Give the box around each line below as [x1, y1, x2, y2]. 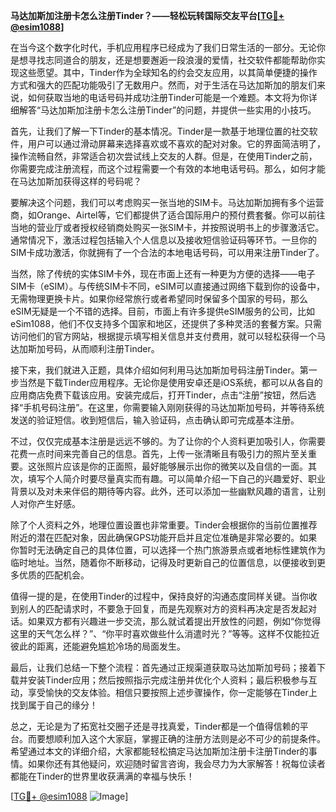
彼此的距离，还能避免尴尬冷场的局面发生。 [10, 640, 186, 652]
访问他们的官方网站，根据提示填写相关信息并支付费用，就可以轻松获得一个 [10, 330, 317, 342]
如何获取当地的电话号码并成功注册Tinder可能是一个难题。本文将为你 [27, 92, 309, 103]
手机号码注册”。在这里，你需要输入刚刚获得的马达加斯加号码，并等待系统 [23, 402, 325, 413]
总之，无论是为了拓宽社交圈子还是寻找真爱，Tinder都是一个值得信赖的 [10, 720, 300, 732]
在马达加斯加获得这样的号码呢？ [10, 175, 142, 187]
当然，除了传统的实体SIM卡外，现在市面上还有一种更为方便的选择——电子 [10, 268, 316, 279]
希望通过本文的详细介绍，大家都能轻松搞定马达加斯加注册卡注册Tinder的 [10, 745, 309, 757]
